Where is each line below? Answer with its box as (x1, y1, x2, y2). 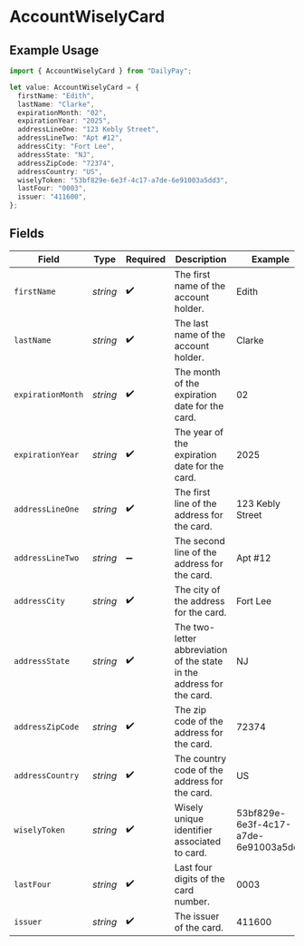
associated (174, 834, 222, 847)
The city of (174, 583, 221, 596)
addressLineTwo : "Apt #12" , (17, 133, 124, 142)
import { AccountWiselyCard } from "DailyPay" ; (9, 66, 193, 75)
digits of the (174, 873, 225, 885)
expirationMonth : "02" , (17, 108, 107, 117)
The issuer (174, 910, 220, 922)
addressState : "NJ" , (17, 150, 95, 160)
